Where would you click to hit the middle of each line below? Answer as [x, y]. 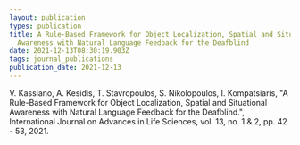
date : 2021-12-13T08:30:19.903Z [69, 51]
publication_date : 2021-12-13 [66, 68]
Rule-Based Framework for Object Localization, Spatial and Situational [138, 102]
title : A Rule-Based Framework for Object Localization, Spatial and [142, 34]
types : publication [46, 26]
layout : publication [48, 17]
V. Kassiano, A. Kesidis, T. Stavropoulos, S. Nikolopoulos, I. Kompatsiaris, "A [149, 93]
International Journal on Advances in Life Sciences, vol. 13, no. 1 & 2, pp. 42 [148, 121]
